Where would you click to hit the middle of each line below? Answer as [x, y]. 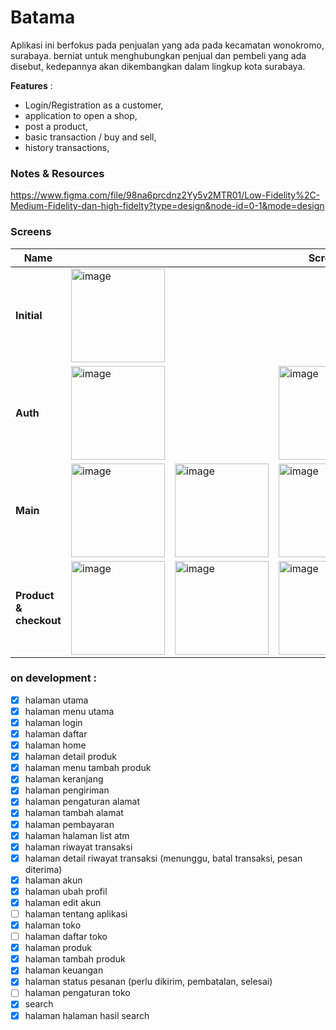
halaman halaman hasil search [87, 1015]
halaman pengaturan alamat [82, 802]
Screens [31, 232]
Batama [43, 17]
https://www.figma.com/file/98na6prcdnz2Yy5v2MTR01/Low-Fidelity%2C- [165, 195]
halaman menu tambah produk [88, 768]
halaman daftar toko [66, 937]
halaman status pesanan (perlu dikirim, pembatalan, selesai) [148, 982]
